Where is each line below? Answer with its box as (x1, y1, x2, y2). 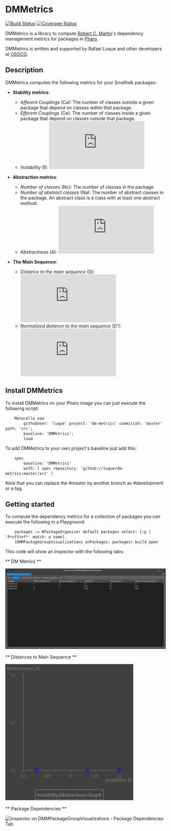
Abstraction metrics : (12, 174, 58, 180)
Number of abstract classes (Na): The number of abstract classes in (20, 189, 164, 195)
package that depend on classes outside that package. (20, 115, 136, 121)
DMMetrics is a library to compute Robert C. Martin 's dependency (5, 30, 144, 36)
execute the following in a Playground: (5, 519, 85, 525)
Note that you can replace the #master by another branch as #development (5, 480, 164, 486)
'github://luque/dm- (80, 465, 124, 471)
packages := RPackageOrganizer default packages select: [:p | (14, 529, 152, 535)
